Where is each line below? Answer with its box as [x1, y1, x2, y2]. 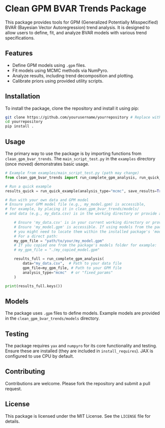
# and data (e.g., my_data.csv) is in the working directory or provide [5, 211, 157, 216]
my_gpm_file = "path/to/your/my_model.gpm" [14, 238, 105, 244]
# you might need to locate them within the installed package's [14, 229, 151, 234]
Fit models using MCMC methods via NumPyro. [12, 67, 109, 73]
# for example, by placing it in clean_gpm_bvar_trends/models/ [5, 207, 139, 212]
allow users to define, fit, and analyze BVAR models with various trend [5, 30, 147, 35]
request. [5, 386, 22, 392]
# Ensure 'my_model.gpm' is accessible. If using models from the [14, 224, 153, 229]
